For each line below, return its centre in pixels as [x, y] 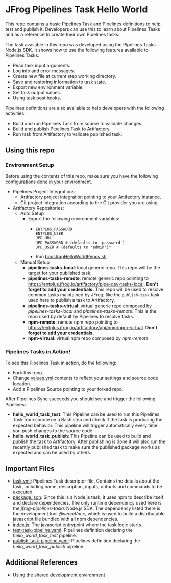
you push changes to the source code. [53, 430]
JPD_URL [44, 238]
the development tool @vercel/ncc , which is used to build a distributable [89, 513]
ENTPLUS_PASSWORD [54, 229]
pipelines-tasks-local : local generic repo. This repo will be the [94, 267]
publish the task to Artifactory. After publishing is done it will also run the [89, 441]
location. [22, 384]
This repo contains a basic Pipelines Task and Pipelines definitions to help [83, 24]
